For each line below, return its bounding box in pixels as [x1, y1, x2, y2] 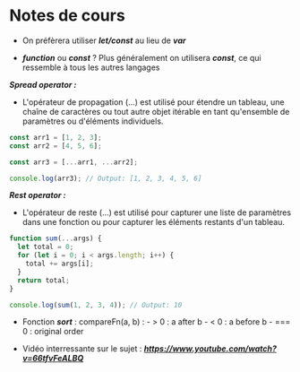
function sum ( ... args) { [9, 234, 102, 243]
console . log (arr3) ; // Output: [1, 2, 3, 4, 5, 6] [9, 174, 202, 183]
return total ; [17, 275, 70, 285]
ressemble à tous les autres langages [21, 62, 160, 73]
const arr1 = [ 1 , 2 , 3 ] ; [9, 133, 102, 142]
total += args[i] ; [25, 259, 94, 269]
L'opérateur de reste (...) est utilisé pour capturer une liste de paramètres [21, 207, 292, 218]
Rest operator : [9, 190, 66, 201]
